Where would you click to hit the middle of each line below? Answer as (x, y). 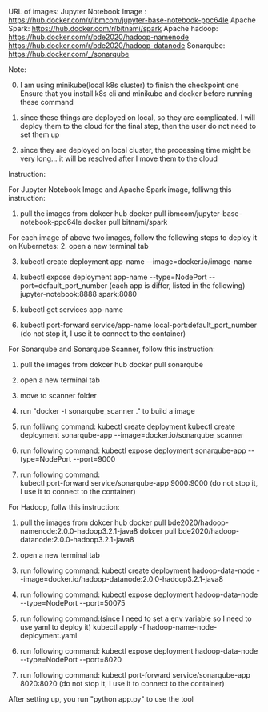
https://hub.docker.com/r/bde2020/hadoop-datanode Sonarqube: (117, 46)
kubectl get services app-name (72, 310)
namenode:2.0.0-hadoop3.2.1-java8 (79, 531)
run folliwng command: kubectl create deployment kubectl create (128, 426)
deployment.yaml (48, 636)
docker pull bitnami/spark (126, 222)
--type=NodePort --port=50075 (72, 603)
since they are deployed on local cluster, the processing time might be (136, 150)
